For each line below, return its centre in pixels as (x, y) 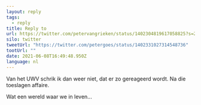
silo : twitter (24, 39)
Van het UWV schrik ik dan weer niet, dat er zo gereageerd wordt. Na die (96, 79)
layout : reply (24, 12)
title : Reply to (26, 28)
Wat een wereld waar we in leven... (49, 97)
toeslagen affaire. (28, 85)
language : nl (22, 61)
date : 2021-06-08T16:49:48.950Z (46, 56)
